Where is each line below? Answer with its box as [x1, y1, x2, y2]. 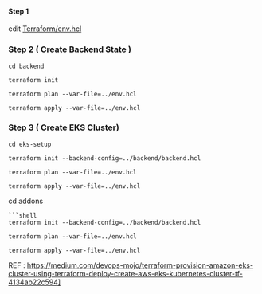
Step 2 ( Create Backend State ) [8, 44, 131, 55]
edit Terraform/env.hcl [8, 24, 82, 33]
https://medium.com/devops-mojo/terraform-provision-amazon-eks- [26, 260, 253, 270]
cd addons [8, 196, 44, 206]
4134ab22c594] [8, 277, 61, 287]
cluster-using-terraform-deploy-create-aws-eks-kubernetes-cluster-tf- [8, 269, 243, 278]
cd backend [8, 62, 45, 70]
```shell [8, 211, 37, 219]
